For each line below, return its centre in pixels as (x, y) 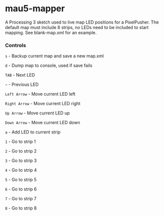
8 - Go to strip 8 (21, 208)
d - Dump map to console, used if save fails (49, 66)
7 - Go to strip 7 (21, 199)
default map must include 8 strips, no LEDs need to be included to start (77, 27)
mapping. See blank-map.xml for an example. (51, 32)
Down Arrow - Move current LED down (43, 123)
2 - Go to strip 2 (21, 151)
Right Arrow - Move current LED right (43, 104)
